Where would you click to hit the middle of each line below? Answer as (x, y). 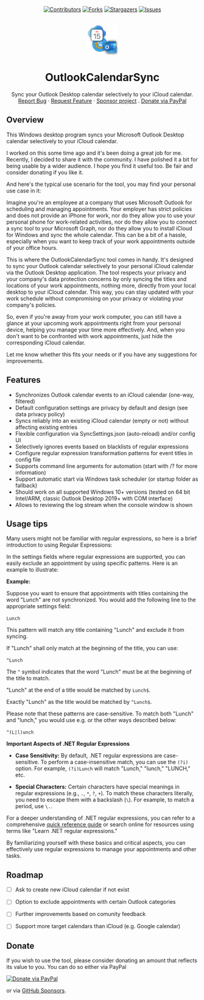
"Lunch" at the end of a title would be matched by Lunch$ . (79, 690)
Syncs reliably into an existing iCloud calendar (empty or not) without (102, 420)
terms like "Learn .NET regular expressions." (62, 831)
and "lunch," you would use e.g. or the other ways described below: (91, 720)
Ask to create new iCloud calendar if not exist (72, 890)
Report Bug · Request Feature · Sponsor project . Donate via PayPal (102, 101)
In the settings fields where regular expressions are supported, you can (96, 557)
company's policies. (31, 305)
